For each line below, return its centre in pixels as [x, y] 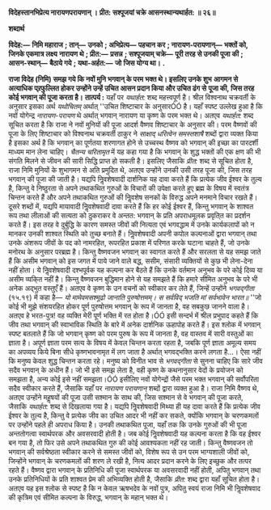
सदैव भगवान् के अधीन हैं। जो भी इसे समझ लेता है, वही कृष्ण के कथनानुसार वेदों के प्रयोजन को [126, 370]
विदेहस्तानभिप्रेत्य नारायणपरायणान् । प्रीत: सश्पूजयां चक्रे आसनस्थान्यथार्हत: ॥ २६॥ [112, 13]
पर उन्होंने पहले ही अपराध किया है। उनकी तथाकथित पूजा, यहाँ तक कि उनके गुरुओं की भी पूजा [128, 425]
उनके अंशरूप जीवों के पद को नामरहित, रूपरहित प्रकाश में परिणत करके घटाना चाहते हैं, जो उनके [129, 243]
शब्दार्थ [17, 29]
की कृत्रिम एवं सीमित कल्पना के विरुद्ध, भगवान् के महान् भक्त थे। [89, 497]
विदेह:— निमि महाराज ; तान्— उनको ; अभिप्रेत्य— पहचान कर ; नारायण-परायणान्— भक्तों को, [128, 45]
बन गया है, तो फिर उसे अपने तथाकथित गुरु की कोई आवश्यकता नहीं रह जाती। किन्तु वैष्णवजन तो [131, 443]
